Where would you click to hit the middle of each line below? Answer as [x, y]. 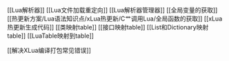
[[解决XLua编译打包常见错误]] [49, 50]
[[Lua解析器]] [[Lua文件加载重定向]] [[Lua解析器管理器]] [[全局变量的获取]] [112, 10]
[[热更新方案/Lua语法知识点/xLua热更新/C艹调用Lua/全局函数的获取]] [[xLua [115, 19]
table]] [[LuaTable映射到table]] [51, 36]
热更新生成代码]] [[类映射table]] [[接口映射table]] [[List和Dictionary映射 [108, 27]
